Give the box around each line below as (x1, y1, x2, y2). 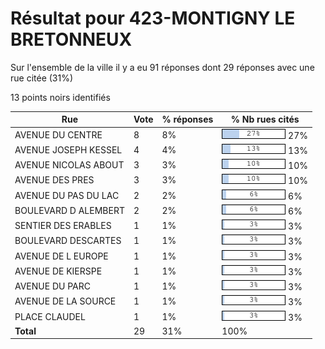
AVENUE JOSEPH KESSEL (14, 143, 123, 156)
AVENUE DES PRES (14, 174, 95, 186)
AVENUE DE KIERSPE (14, 265, 103, 277)
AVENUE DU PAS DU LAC (14, 189, 120, 201)
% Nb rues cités (230, 113, 300, 126)
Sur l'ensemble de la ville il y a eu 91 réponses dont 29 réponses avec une (10, 61, 315, 73)
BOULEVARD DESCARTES (14, 235, 122, 247)
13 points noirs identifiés (10, 91, 111, 103)
